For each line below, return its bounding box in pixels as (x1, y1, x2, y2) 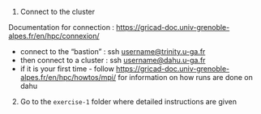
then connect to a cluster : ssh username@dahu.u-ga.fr (19, 56, 206, 65)
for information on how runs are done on (117, 73, 253, 82)
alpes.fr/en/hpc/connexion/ (8, 32, 100, 40)
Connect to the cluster (19, 7, 96, 16)
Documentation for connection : (8, 23, 115, 32)
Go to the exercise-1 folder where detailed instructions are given (19, 97, 237, 106)
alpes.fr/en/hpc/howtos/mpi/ (19, 73, 117, 82)
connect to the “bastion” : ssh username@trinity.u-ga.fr (19, 47, 206, 56)
